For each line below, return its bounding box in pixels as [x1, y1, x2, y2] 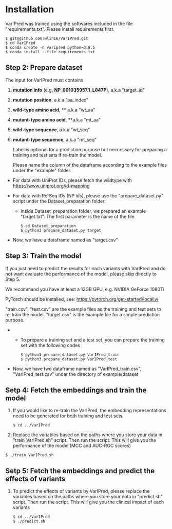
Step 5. [5, 276, 21, 282]
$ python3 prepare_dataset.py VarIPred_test [20, 356, 118, 362]
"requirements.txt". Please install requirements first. [5, 26, 114, 32]
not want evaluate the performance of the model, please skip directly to [5, 271, 157, 277]
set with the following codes [20, 342, 81, 348]
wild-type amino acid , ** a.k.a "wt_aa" [12, 107, 95, 113]
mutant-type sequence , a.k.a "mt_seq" [12, 136, 97, 143]
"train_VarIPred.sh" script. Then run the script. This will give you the [12, 437, 157, 443]
